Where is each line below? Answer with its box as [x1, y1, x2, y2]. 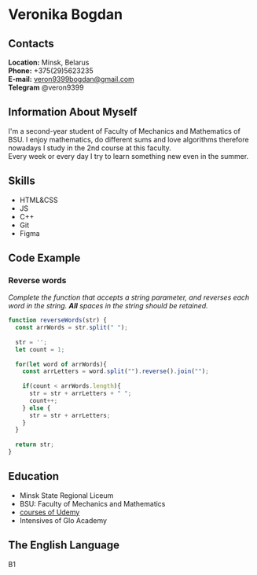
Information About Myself [8, 105, 138, 119]
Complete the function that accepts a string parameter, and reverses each [8, 293, 250, 302]
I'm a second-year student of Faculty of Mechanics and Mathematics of [8, 126, 241, 135]
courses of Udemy [19, 507, 80, 517]
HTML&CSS [19, 195, 59, 205]
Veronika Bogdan [8, 6, 123, 24]
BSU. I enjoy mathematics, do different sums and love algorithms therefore [8, 135, 249, 144]
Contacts [8, 37, 55, 50]
